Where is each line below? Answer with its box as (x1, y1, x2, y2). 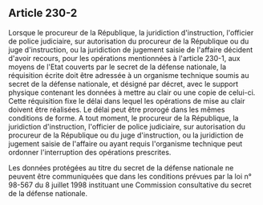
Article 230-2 (8, 6, 78, 20)
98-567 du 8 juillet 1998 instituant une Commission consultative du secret (8, 180, 252, 190)
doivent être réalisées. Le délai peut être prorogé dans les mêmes (8, 105, 225, 114)
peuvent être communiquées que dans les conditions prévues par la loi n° (8, 171, 253, 181)
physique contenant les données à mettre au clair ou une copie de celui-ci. (8, 88, 256, 97)
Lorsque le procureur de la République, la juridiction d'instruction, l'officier (8, 27, 254, 37)
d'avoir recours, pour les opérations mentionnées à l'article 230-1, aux (8, 53, 241, 63)
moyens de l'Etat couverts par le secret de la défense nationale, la (8, 62, 227, 72)
